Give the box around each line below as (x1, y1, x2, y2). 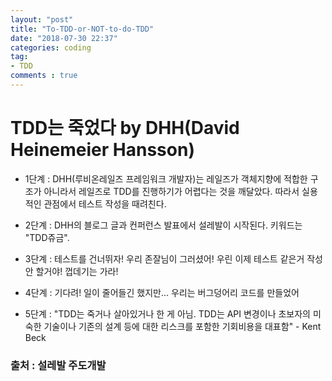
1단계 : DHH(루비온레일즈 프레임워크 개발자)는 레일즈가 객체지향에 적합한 (24, 172, 308, 185)
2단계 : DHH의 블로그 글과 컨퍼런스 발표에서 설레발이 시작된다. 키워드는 (24, 219, 303, 231)
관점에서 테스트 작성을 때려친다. (43, 197, 167, 210)
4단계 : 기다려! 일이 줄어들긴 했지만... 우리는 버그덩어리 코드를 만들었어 (24, 286, 300, 298)
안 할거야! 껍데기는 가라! (24, 265, 119, 277)
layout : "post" (10, 14, 74, 25)
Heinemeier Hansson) (10, 139, 195, 161)
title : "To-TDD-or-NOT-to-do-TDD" (10, 24, 155, 34)
